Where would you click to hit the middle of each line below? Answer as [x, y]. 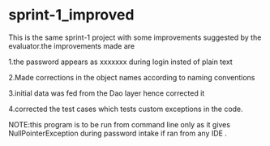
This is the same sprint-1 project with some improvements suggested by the [135, 37]
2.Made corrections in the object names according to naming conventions [132, 77]
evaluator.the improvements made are [72, 45]
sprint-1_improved [71, 15]
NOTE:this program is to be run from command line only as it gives [120, 124]
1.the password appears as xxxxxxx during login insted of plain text [120, 62]
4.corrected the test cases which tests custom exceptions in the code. [126, 109]
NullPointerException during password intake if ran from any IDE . [118, 133]
